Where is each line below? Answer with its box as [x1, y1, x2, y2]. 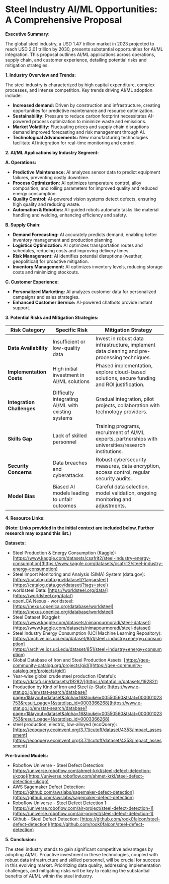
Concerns [8, 468, 32, 475]
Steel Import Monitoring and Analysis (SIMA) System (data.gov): [12, 571, 145, 577]
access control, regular [95, 468, 150, 475]
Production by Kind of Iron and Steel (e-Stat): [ [12, 684, 109, 690]
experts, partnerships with [95, 435, 158, 442]
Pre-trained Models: [5, 752, 49, 758]
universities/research [95, 441, 146, 449]
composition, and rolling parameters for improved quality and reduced [12, 185, 158, 191]
